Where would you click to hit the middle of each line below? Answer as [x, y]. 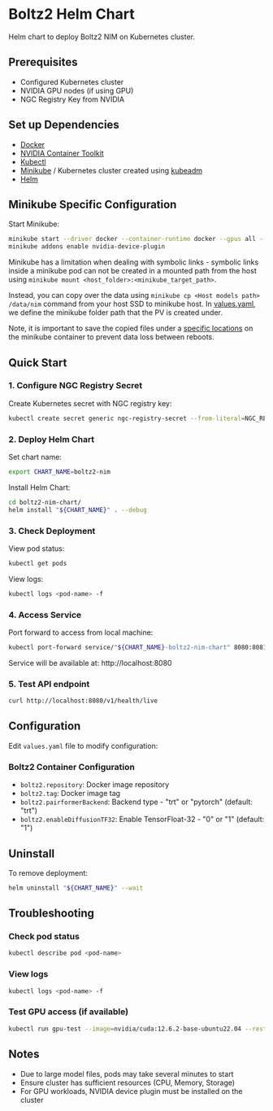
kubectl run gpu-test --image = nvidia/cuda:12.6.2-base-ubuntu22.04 [125, 1029]
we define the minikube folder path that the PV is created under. [116, 313]
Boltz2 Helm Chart [72, 14]
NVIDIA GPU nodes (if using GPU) [77, 90]
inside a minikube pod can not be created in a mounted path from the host [133, 271]
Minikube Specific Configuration [93, 204]
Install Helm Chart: [39, 487]
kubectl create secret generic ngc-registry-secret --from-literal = [127, 418]
